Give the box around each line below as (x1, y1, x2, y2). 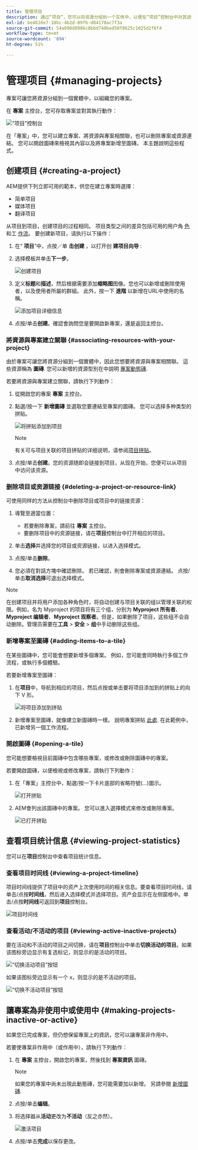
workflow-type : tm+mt (6, 31, 60, 37)
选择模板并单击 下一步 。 (14, 255, 72, 262)
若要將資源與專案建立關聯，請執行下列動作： (6, 377, 115, 385)
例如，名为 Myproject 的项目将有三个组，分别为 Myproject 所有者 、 (16, 606, 181, 613)
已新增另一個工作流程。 (14, 724, 72, 731)
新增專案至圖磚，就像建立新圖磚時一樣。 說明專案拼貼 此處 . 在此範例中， (14, 716, 192, 723)
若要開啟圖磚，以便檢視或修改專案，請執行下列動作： (6, 767, 136, 774)
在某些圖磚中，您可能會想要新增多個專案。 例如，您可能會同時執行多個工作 (6, 651, 189, 658)
